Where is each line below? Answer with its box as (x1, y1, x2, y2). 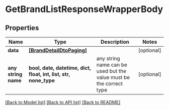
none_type (28, 77, 55, 84)
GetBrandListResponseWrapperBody (5, 4, 163, 15)
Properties (5, 24, 39, 32)
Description (100, 39, 129, 45)
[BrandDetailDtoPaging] (28, 47, 87, 54)
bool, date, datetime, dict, (28, 64, 92, 71)
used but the (96, 68, 127, 74)
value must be (96, 74, 130, 81)
